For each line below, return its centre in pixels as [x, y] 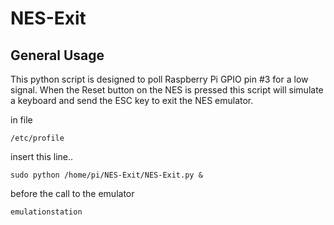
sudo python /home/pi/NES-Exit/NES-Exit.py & [106, 175]
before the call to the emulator [72, 193]
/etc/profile [37, 138]
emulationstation [46, 212]
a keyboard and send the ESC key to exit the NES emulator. [132, 100]
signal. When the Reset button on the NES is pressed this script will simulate [167, 90]
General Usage [57, 55]
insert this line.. [42, 156]
